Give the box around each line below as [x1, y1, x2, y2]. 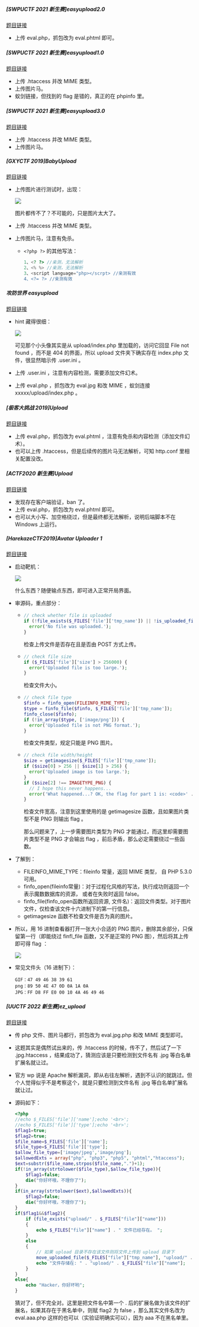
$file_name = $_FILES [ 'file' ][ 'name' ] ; [14, 1139, 108, 1145]
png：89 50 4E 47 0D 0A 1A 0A [14, 984, 89, 989]
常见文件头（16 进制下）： [14, 964, 77, 971]
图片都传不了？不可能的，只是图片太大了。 [14, 209, 119, 216]
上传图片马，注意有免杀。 [14, 235, 78, 242]
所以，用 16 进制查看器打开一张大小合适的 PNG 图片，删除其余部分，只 [14, 925, 188, 932]
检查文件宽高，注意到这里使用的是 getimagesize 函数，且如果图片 [23, 808, 184, 815]
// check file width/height [23, 752, 93, 758]
